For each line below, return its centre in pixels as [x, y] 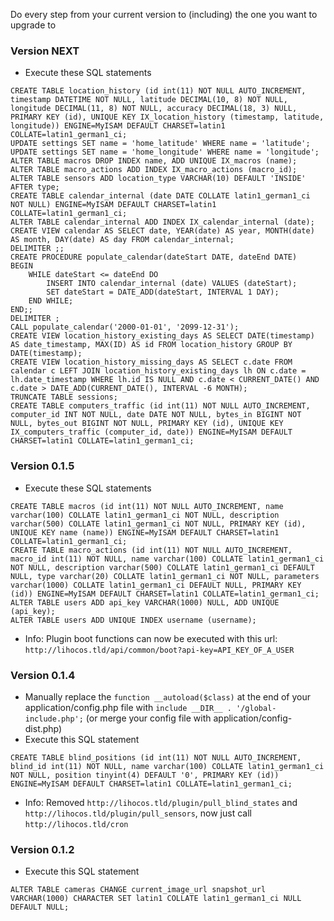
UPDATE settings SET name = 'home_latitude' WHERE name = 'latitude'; [160, 144]
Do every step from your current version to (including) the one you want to [164, 14]
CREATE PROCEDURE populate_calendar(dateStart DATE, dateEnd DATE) [154, 257]
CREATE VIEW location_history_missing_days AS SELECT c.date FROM [151, 362]
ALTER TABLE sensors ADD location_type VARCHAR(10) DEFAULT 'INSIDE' [158, 179]
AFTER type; [35, 187]
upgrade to [33, 25]
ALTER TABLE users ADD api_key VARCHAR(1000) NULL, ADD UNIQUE [145, 602]
